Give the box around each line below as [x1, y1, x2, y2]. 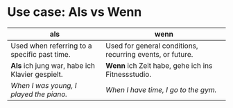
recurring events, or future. [105, 49, 193, 59]
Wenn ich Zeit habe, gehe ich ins [105, 60, 213, 70]
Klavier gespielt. [10, 69, 64, 79]
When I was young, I [10, 80, 78, 90]
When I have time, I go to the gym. [105, 84, 217, 94]
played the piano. [10, 89, 68, 99]
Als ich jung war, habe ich [10, 60, 96, 70]
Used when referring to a [10, 41, 92, 51]
